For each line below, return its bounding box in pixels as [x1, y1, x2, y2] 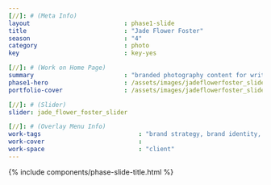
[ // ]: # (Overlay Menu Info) [8, 122, 106, 131]
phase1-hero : [8, 78, 128, 87]
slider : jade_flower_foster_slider [8, 108, 128, 117]
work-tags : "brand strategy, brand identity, [8, 130, 262, 138]
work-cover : [8, 138, 143, 146]
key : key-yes [8, 49, 157, 57]
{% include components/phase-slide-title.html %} [8, 166, 174, 177]
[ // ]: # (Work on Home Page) [8, 64, 106, 72]
